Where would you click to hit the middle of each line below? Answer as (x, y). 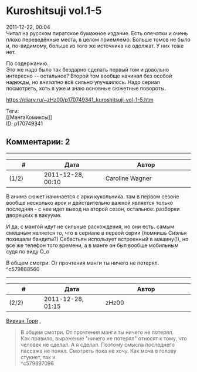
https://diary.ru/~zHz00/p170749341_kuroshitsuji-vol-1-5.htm (80, 99)
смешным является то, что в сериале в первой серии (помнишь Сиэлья (96, 232)
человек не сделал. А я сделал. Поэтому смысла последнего (97, 344)
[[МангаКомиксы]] (29, 117)
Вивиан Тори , (23, 320)
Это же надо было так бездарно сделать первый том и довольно (88, 69)
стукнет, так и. (39, 357)
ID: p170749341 (24, 123)
